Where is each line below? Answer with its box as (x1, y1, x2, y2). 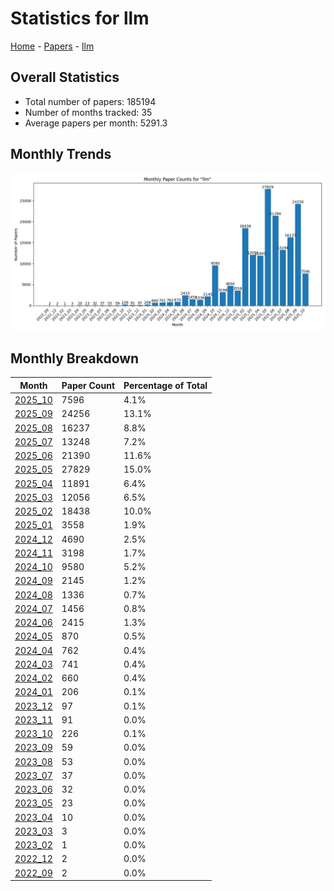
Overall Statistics (10, 69, 120, 86)
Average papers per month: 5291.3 (24, 117, 168, 129)
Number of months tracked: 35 (24, 106, 153, 118)
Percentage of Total (123, 379, 208, 391)
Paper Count (61, 379, 116, 391)
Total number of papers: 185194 (24, 95, 157, 107)
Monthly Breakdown (10, 350, 140, 367)
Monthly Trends (10, 146, 112, 163)
